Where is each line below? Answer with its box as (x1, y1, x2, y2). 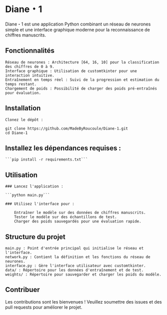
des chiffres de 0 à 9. (5, 64, 55, 69)
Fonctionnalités (5, 46, 55, 55)
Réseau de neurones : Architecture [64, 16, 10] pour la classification (5, 59, 160, 64)
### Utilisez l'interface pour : (5, 201, 75, 206)
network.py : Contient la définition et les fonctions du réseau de (5, 254, 151, 259)
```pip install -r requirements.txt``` (5, 157, 88, 162)
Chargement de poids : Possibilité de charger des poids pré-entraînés (5, 86, 157, 91)
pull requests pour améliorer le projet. (5, 304, 82, 310)
